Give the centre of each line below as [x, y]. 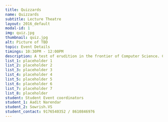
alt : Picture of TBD [27, 42]
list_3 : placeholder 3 [29, 70]
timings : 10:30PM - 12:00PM [34, 51]
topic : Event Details [28, 47]
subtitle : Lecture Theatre [33, 19]
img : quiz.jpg [20, 33]
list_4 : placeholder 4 [29, 75]
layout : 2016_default [28, 24]
